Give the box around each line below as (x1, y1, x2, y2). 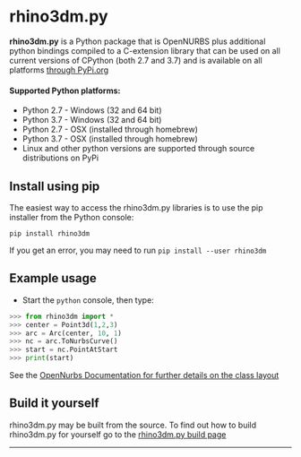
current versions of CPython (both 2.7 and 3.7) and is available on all (9, 55, 262, 65)
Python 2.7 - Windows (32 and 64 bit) (21, 105, 163, 116)
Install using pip (9, 178, 100, 194)
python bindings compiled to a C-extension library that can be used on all (9, 45, 280, 56)
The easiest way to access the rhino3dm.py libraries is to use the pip (9, 202, 263, 212)
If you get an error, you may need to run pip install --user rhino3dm (9, 245, 267, 255)
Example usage (9, 271, 97, 286)
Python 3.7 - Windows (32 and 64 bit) (21, 115, 162, 125)
